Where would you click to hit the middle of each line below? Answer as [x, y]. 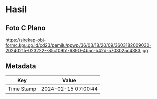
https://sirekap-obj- [26, 40]
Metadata [21, 66]
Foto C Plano [25, 28]
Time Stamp [22, 89]
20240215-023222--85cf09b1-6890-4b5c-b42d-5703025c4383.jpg [77, 51]
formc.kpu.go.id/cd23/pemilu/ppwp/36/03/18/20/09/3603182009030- [78, 45]
